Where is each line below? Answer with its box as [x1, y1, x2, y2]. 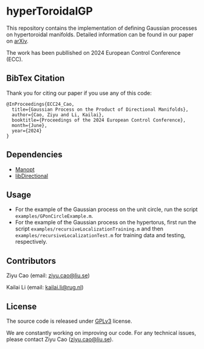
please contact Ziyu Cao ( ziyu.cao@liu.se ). [6, 336, 114, 343]
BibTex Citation [6, 73, 65, 83]
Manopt [15, 165, 35, 173]
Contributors [6, 255, 56, 266]
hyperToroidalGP [6, 4, 93, 18]
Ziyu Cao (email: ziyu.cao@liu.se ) [6, 272, 90, 279]
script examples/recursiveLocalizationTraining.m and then [15, 225, 164, 232]
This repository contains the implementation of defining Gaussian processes [6, 24, 197, 32]
